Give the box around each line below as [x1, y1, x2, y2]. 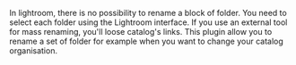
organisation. [9, 45, 58, 56]
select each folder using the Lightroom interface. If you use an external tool [9, 17, 288, 28]
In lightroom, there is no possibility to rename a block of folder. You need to [9, 8, 287, 18]
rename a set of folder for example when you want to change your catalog [9, 36, 284, 46]
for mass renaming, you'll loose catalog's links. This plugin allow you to [9, 27, 273, 37]
